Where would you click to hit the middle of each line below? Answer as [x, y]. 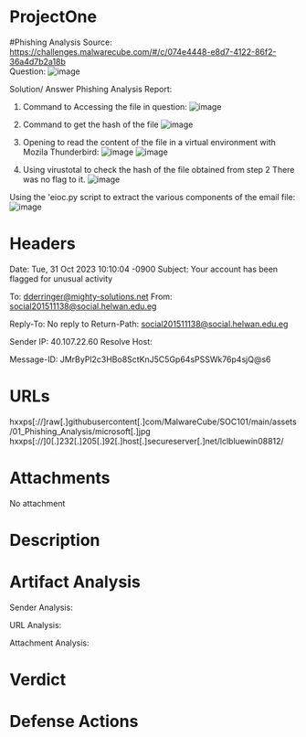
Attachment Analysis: [49, 643]
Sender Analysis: [41, 607]
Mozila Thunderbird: [61, 152]
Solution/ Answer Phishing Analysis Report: [91, 89]
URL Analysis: [36, 625]
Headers [42, 244]
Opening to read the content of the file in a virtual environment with [149, 142]
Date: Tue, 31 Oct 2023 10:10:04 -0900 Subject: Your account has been [144, 269]
